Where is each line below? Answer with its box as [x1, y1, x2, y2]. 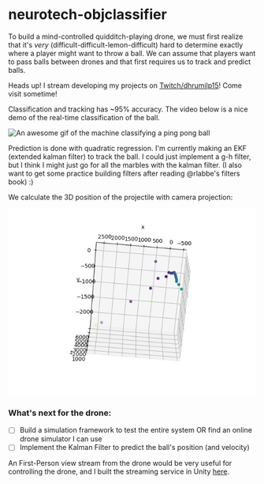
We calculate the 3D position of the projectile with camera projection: [8, 192, 233, 202]
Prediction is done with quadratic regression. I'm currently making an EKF [8, 143, 247, 153]
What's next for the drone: [8, 407, 112, 418]
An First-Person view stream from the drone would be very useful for [8, 459, 232, 468]
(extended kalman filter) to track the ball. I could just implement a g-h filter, [8, 152, 251, 161]
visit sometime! [8, 89, 58, 98]
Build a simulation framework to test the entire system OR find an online [19, 425, 252, 435]
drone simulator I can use [19, 434, 102, 444]
